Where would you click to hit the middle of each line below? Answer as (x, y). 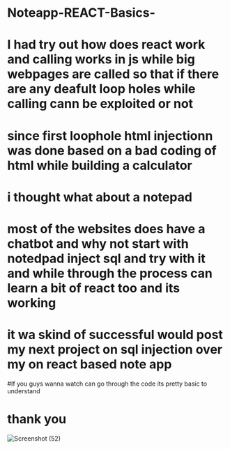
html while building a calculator (100, 165)
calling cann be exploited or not (100, 104)
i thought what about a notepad (100, 197)
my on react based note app (90, 364)
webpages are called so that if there (113, 74)
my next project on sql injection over (115, 350)
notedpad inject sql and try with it (106, 258)
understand (24, 391)
